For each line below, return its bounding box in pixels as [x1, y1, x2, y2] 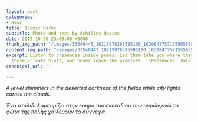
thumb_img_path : [6, 42, 46, 48]
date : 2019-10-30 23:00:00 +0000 [6, 36, 88, 42]
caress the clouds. [6, 90, 51, 98]
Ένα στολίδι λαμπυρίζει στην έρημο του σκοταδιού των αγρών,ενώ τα [6, 102, 179, 109]
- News [6, 19, 22, 25]
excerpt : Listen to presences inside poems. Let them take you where [6, 52, 181, 58]
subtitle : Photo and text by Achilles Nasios [6, 31, 120, 36]
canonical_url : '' [6, 63, 51, 69]
